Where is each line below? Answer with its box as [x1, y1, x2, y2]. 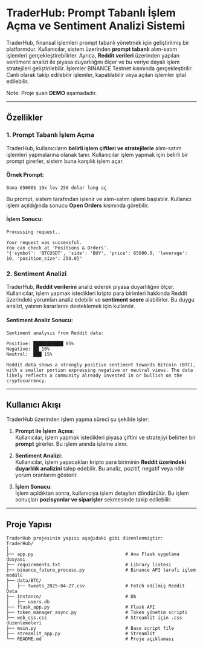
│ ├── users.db [6, 599, 50, 605]
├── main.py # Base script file [6, 626, 174, 632]
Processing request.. [6, 229, 61, 236]
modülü [6, 572, 23, 578]
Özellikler [6, 113, 43, 123]
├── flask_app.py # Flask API [6, 604, 155, 610]
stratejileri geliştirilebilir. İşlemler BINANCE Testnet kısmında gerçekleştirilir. [6, 64, 193, 72]
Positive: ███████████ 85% [6, 340, 74, 346]
